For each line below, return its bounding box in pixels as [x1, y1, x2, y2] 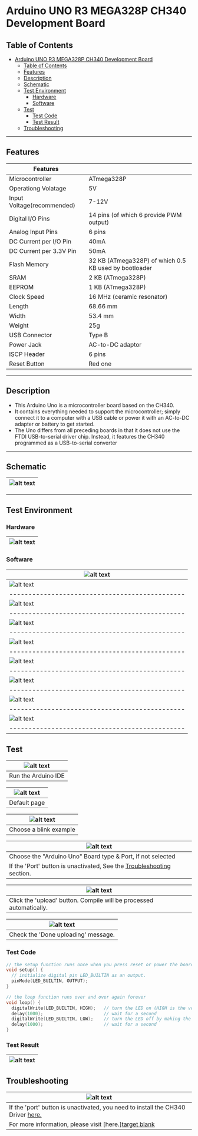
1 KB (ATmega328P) [88, 283, 146, 291]
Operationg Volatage [9, 184, 67, 192]
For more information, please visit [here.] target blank [9, 1120, 155, 1128]
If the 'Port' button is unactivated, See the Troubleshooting [9, 862, 171, 870]
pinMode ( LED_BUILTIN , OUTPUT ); [11, 978, 88, 984]
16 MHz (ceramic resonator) [88, 292, 168, 301]
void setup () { [6, 967, 44, 973]
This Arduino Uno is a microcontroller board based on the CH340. [14, 401, 175, 409]
